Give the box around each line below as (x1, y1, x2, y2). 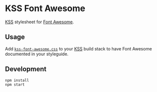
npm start (5, 82, 25, 87)
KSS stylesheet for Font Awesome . (5, 19, 74, 25)
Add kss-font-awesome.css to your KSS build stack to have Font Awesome (5, 46, 152, 51)
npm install (5, 78, 29, 83)
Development (5, 65, 47, 73)
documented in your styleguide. (5, 51, 69, 57)
